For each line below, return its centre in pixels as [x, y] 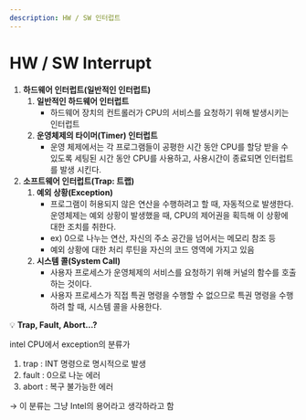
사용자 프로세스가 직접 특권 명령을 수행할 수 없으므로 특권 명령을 [163, 295]
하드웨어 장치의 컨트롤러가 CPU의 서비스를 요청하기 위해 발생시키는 [169, 112]
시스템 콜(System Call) [78, 260]
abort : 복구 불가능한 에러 [68, 386]
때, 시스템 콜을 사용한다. [119, 306]
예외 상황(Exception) [74, 192]
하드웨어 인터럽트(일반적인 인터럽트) [87, 89]
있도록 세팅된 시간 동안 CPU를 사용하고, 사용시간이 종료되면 [156, 158]
